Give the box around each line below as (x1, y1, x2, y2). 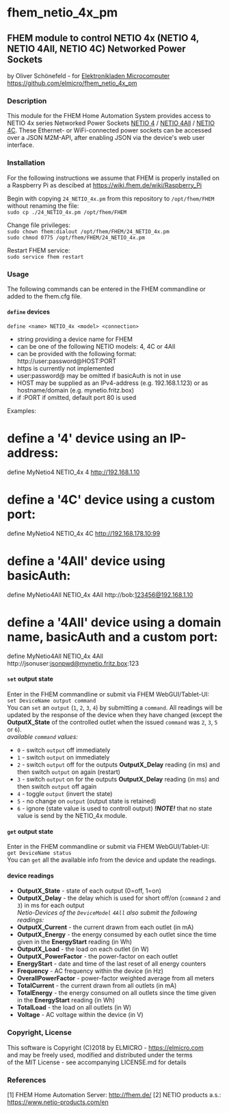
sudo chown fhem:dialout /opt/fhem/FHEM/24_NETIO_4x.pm (7, 228, 170, 235)
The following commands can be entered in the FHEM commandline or (7, 285, 206, 293)
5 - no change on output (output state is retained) (16, 797, 157, 806)
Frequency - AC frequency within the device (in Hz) (16, 967, 164, 975)
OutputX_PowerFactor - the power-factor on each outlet (16, 952, 178, 961)
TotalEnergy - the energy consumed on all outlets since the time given (16, 989, 217, 997)
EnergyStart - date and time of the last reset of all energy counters (16, 959, 206, 968)
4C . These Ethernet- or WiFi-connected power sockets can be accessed (7, 126, 212, 134)
